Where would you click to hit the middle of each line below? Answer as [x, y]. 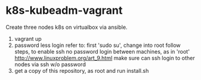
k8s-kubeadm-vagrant [64, 11]
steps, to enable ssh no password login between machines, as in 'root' [102, 51]
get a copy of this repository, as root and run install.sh [81, 70]
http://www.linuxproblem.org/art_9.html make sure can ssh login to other [105, 58]
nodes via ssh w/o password [50, 64]
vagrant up [28, 38]
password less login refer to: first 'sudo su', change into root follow [97, 45]
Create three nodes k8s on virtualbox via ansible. [67, 27]
